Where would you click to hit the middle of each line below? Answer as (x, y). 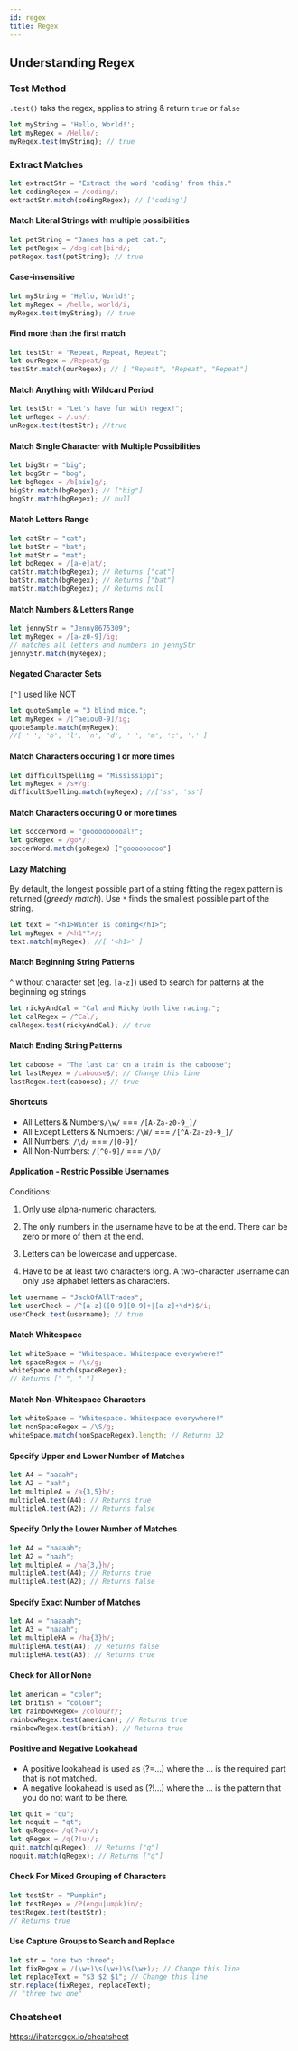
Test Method (37, 89)
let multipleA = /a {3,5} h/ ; (62, 1492)
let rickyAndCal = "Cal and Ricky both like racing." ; (115, 1008)
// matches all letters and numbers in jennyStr (102, 645)
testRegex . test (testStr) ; (58, 1912)
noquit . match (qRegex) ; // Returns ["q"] (87, 1856)
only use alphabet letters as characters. (96, 1280)
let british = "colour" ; (56, 1703)
